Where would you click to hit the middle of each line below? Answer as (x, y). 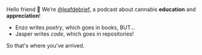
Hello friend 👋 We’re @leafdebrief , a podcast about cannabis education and (101, 9)
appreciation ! (23, 16)
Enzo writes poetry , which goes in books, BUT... (75, 27)
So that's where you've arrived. (45, 46)
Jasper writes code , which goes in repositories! (74, 34)
